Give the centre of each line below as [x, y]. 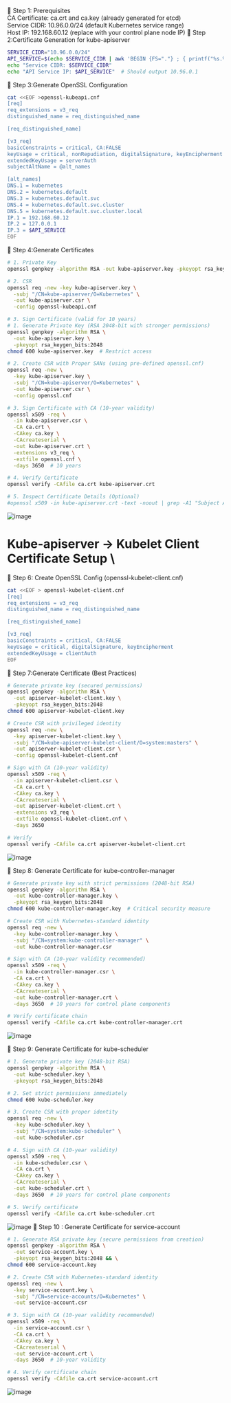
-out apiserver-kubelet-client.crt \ [67, 806]
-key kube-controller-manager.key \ [66, 934]
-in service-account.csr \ [52, 1328]
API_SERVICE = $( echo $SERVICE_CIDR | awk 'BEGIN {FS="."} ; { [97, 58]
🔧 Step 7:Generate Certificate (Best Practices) [72, 673]
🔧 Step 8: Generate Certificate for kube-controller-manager [91, 870]
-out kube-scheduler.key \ [52, 1074]
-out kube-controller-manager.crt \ [66, 997]
